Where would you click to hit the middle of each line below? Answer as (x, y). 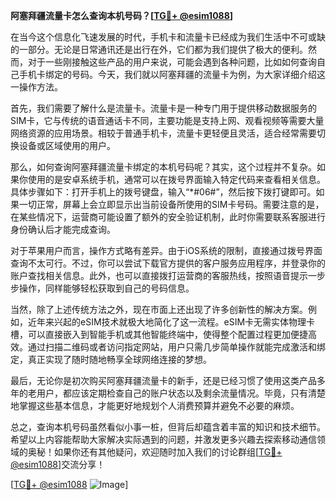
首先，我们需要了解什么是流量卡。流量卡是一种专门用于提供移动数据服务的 (163, 108)
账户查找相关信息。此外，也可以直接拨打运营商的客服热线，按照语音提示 (159, 275)
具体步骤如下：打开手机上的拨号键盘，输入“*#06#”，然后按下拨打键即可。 (163, 192)
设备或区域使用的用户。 (67, 145)
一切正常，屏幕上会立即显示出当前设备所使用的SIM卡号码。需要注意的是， (171, 204)
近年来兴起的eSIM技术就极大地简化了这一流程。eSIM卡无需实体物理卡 (171, 322)
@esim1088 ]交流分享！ (58, 464)
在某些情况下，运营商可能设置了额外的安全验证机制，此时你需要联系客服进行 (168, 217)
